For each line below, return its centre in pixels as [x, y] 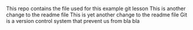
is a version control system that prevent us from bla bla [73, 21]
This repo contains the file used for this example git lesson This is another [96, 9]
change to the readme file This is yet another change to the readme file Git [97, 15]
